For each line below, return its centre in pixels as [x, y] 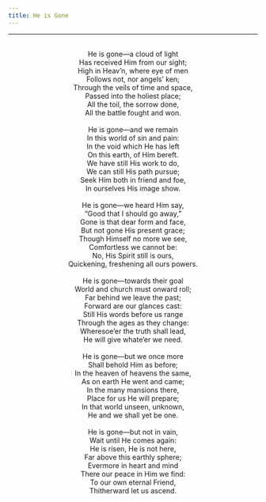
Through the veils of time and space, [133, 87]
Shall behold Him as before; [133, 364]
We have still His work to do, [133, 163]
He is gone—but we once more [133, 356]
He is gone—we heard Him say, [133, 205]
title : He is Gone [38, 15]
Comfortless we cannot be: [133, 247]
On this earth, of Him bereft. [133, 154]
